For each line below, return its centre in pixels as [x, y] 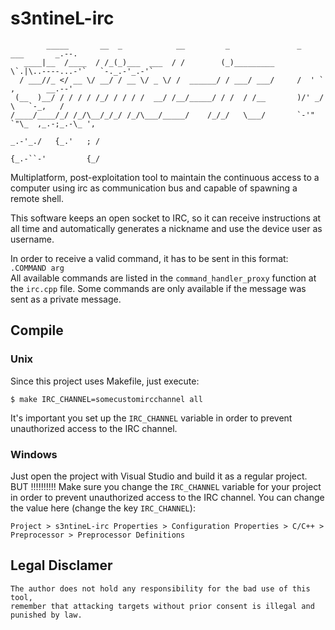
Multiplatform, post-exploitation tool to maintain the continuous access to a [165, 177]
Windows [34, 454]
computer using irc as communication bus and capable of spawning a [154, 188]
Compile [37, 330]
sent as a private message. [66, 299]
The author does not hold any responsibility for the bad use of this [160, 588]
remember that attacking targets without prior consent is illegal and [162, 606]
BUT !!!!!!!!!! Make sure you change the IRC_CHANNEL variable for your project [166, 486]
